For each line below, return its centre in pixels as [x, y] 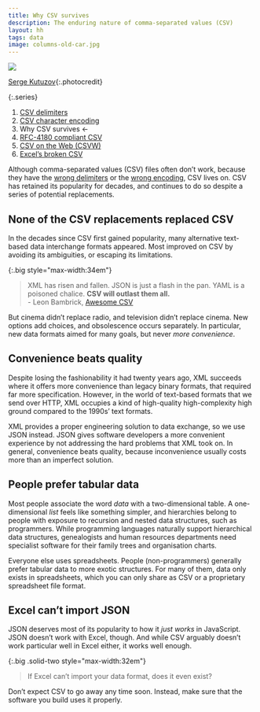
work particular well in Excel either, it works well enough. [100, 646]
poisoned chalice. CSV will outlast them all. [99, 293]
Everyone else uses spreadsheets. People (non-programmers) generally [125, 560]
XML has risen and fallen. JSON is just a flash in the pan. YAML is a [136, 285]
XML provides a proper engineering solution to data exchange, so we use [127, 426]
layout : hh [26, 30]
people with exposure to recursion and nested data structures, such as [123, 520]
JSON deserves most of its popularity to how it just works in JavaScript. [125, 629]
